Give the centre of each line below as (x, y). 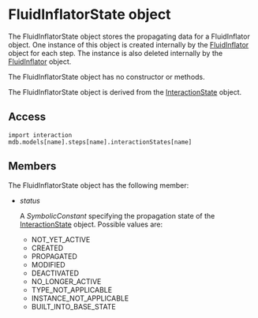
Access (27, 117)
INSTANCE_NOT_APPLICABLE (80, 298)
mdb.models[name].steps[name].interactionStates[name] (100, 142)
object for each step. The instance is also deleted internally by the (116, 53)
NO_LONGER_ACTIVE (66, 281)
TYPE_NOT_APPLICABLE (72, 290)
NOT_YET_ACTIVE (61, 239)
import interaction (40, 135)
